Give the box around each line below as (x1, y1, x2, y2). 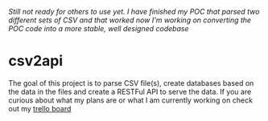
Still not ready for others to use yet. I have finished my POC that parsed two (8, 7, 260, 16)
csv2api (8, 52, 64, 71)
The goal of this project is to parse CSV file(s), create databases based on (8, 78, 254, 87)
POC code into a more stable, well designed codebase (8, 24, 189, 33)
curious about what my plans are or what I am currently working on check (8, 95, 254, 105)
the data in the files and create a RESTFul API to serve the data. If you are (8, 87, 252, 96)
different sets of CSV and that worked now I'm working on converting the (8, 15, 252, 25)
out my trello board (8, 103, 72, 113)
